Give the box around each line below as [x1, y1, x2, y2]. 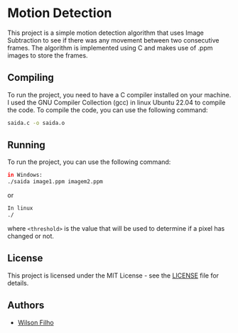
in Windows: [7, 172, 43, 179]
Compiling [7, 72, 55, 84]
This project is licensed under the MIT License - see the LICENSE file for [7, 271, 219, 280]
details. [7, 278, 29, 287]
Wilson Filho [17, 318, 55, 327]
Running [7, 139, 46, 151]
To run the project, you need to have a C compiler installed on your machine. [7, 90, 232, 99]
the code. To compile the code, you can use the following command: [7, 105, 208, 114]
